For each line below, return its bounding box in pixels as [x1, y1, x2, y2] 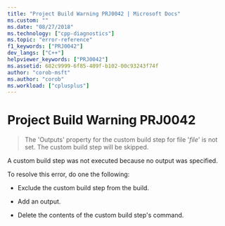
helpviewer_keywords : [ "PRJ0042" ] [7, 56, 109, 63]
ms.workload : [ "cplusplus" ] [7, 82, 90, 89]
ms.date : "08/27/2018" [7, 23, 74, 30]
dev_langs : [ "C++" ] [7, 50, 65, 57]
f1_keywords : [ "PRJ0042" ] [7, 43, 83, 50]
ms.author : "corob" [7, 75, 65, 83]
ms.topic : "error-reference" [7, 36, 93, 44]
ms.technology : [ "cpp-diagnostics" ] [7, 29, 115, 37]
